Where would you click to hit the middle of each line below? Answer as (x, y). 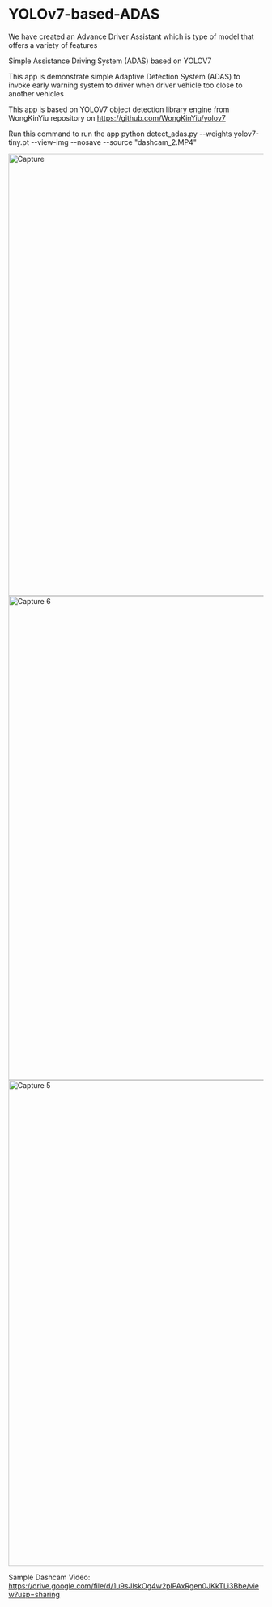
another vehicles (36, 93)
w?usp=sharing (34, 1594)
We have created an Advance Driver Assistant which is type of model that (131, 36)
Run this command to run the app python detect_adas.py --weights (120, 134)
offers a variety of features (53, 45)
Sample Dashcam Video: (49, 1577)
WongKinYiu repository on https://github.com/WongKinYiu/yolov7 (117, 117)
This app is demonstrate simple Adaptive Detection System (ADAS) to (124, 76)
